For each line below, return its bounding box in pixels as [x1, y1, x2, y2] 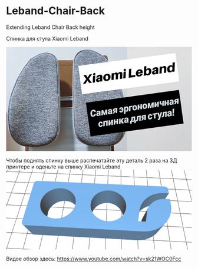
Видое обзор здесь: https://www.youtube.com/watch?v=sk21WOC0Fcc [6, 255, 181, 263]
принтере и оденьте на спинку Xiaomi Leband [6, 163, 121, 170]
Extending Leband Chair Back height [6, 24, 95, 31]
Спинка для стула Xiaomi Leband [6, 35, 88, 42]
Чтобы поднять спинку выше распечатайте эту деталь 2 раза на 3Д [6, 157, 177, 164]
